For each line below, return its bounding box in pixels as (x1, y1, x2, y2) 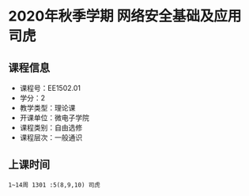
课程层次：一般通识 (19, 133, 83, 142)
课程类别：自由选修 (19, 123, 83, 132)
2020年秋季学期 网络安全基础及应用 (8, 7, 242, 25)
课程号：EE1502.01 (19, 84, 81, 92)
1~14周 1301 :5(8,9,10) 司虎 (8, 181, 101, 189)
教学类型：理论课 (19, 104, 76, 112)
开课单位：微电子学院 (19, 113, 89, 122)
